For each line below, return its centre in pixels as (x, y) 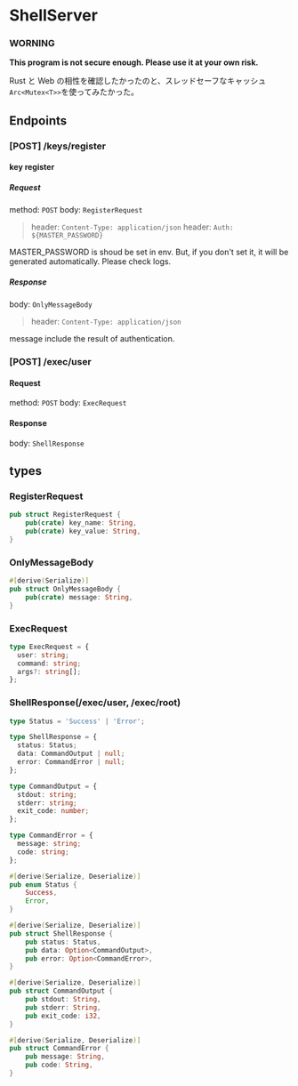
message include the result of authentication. (92, 339)
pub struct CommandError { (59, 1049)
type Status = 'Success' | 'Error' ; (77, 721)
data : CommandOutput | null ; (71, 754)
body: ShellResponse (47, 443)
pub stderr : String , (63, 1007)
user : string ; (43, 655)
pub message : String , (65, 1057)
